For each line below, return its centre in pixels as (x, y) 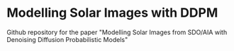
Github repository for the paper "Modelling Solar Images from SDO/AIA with (117, 32)
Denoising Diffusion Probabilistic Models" (67, 39)
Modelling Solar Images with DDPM (112, 13)
